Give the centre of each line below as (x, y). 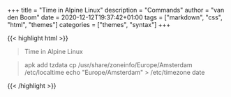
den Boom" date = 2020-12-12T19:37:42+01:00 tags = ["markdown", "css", (115, 17)
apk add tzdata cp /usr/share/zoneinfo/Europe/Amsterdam (109, 65)
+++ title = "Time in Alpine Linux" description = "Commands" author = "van (116, 10)
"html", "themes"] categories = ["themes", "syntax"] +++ (89, 25)
